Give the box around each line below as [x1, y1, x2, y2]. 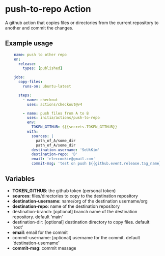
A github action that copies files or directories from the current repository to [5, 20, 159, 26]
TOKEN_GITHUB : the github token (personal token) [12, 188, 116, 194]
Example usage [5, 39, 53, 48]
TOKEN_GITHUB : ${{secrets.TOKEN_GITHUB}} [31, 124, 118, 130]
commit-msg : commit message [12, 245, 77, 251]
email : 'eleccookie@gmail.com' [31, 156, 96, 162]
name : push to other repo [14, 52, 67, 57]
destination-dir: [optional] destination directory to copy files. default [12, 219, 150, 225]
